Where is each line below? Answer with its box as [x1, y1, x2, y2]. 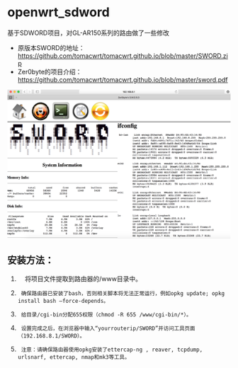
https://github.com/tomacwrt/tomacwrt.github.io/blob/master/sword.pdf [17, 75, 228, 84]
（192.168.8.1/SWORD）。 [17, 332, 86, 340]
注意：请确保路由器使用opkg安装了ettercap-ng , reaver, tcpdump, [21, 346, 203, 353]
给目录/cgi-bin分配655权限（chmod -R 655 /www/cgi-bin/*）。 [21, 311, 192, 318]
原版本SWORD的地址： [17, 43, 85, 52]
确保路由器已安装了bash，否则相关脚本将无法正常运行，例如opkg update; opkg [21, 289, 225, 297]
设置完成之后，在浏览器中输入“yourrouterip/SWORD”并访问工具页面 [21, 325, 195, 332]
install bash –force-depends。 [17, 297, 109, 304]
